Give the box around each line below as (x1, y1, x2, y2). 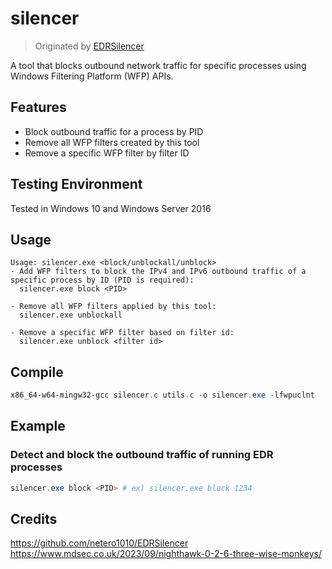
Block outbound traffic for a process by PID (24, 125, 204, 137)
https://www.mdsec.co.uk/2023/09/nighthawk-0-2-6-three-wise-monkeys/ (10, 548, 322, 560)
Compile (10, 363, 64, 381)
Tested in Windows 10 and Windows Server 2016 (10, 202, 212, 214)
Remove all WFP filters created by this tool (24, 136, 200, 148)
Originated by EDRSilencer (34, 40, 145, 52)
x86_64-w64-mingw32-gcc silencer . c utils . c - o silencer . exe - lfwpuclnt (10, 390, 315, 401)
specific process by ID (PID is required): (10, 275, 195, 286)
